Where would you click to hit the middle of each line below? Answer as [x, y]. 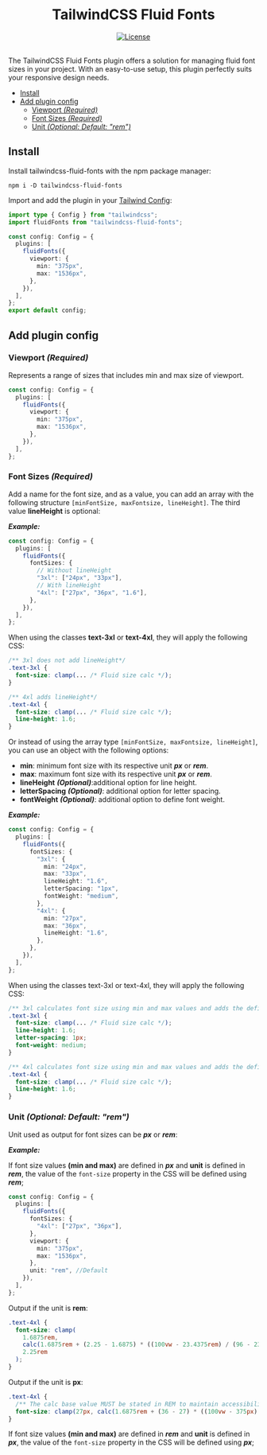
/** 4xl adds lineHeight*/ [53, 697]
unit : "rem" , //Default [69, 1270]
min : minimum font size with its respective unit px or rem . [114, 766]
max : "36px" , [65, 926]
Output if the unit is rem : [48, 1308]
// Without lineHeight [74, 570]
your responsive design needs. [59, 77]
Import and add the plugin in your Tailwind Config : [90, 200]
